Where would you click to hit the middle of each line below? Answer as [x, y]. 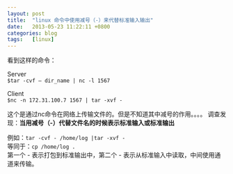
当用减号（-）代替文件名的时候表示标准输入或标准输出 [97, 123]
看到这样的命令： [32, 61]
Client [16, 94]
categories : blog [32, 33]
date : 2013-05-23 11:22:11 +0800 [59, 26]
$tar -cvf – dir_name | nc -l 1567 [59, 81]
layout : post [26, 14]
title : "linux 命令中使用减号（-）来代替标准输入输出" [80, 20]
